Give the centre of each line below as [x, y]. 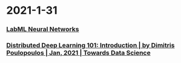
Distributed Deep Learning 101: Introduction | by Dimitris [90, 46]
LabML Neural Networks [43, 29]
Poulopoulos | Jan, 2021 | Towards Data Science [78, 53]
